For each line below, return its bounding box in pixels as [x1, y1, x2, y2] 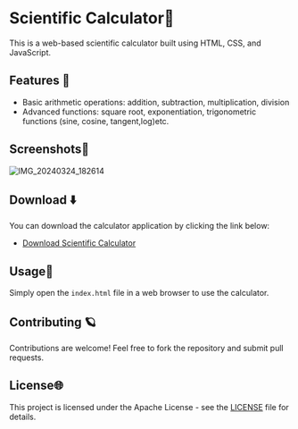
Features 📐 [9, 73, 70, 88]
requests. [9, 352, 45, 363]
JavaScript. [9, 46, 52, 57]
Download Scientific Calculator [21, 238, 137, 248]
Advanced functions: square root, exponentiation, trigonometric [21, 106, 257, 117]
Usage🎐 [9, 264, 54, 279]
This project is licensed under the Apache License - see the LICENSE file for [9, 401, 290, 412]
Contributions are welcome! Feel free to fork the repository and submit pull [9, 343, 284, 353]
